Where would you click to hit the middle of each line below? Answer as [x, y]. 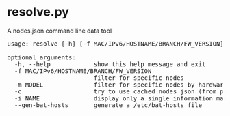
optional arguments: [42, 57]
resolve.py [38, 12]
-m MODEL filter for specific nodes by [104, 85]
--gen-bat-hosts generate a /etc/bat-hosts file [108, 105]
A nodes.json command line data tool [60, 31]
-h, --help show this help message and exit [110, 64]
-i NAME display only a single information [114, 98]
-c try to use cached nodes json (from [115, 91]
